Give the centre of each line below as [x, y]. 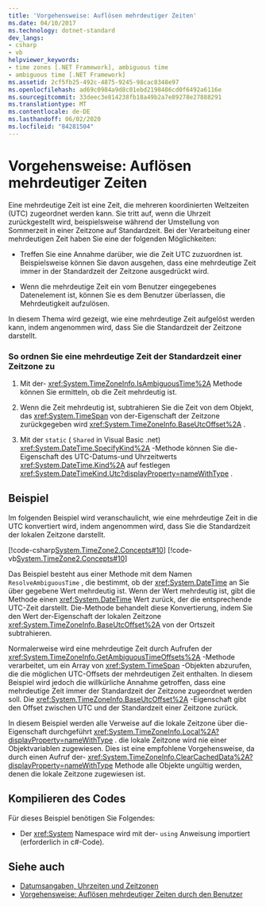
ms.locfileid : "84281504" [51, 127]
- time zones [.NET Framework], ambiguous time [89, 68]
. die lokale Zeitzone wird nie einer [171, 740]
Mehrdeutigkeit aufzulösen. [64, 303]
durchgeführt [71, 731]
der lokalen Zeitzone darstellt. [57, 535]
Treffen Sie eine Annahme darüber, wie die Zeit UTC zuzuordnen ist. [131, 254]
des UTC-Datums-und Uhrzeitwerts [119, 456]
